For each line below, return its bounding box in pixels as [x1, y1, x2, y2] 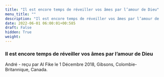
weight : [5, 35, 21, 39]
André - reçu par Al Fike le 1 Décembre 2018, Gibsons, [5, 61, 115, 67]
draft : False [5, 25, 32, 30]
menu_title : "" [5, 12, 36, 17]
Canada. [30, 67, 48, 73]
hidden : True [5, 30, 32, 35]
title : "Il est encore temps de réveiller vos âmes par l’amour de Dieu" [5, 7, 160, 12]
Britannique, [5, 67, 30, 73]
